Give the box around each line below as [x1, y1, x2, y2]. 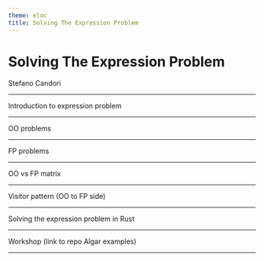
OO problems [8, 123, 52, 134]
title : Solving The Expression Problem [8, 19, 139, 27]
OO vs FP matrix [8, 169, 61, 178]
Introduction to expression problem [8, 101, 122, 111]
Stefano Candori [8, 79, 61, 88]
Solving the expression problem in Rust [8, 214, 135, 224]
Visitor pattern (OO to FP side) [8, 192, 106, 201]
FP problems [8, 146, 49, 156]
